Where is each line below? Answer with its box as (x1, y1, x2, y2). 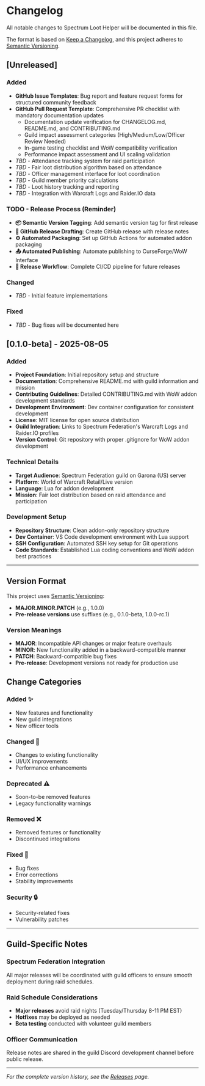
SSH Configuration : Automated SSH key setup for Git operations (15, 539, 178, 547)
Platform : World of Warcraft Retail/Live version (15, 478, 133, 486)
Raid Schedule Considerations (6, 993, 98, 1002)
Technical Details (6, 457, 59, 466)
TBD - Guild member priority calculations (15, 177, 119, 184)
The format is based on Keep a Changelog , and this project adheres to (6, 35, 183, 43)
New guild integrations (15, 715, 72, 723)
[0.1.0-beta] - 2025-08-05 (6, 338, 109, 349)
